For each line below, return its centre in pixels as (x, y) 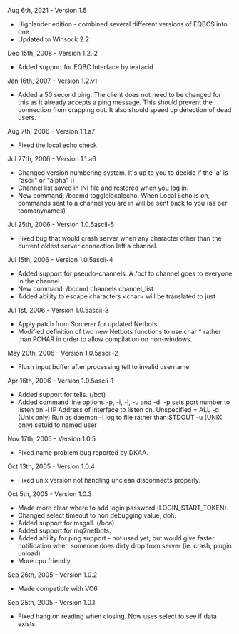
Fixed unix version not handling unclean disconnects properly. (109, 480)
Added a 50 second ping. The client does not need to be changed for (119, 95)
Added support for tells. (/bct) (62, 394)
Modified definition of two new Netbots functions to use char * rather (119, 332)
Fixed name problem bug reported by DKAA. (83, 452)
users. (27, 117)
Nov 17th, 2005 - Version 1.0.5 (52, 439)
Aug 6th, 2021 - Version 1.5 (47, 10)
